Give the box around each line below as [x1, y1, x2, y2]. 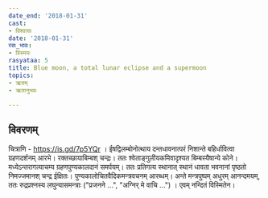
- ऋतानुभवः [8, 86, 38, 95]
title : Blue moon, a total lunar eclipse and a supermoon [8, 64, 207, 72]
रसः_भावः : [8, 42, 32, 50]
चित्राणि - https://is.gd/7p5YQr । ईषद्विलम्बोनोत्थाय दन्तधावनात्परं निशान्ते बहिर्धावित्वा [8, 144, 235, 154]
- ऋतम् [8, 79, 28, 87]
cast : [8, 19, 27, 27]
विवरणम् [8, 123, 39, 136]
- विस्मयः [8, 49, 31, 57]
